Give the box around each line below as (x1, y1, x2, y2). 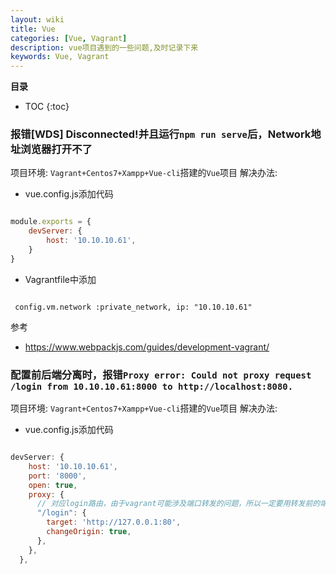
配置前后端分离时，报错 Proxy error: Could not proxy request (10, 367, 312, 381)
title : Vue (10, 24, 56, 34)
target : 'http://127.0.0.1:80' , (46, 517, 182, 528)
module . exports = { (10, 217, 92, 227)
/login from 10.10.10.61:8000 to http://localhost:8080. (10, 381, 294, 392)
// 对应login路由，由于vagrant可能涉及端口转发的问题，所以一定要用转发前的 (36, 499, 321, 509)
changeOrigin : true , (46, 527, 132, 537)
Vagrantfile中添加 (24, 273, 97, 285)
